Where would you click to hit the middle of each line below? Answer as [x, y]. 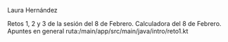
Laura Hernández [32, 10]
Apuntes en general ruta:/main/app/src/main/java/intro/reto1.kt [98, 31]
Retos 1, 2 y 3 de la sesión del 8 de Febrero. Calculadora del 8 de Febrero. [114, 23]
